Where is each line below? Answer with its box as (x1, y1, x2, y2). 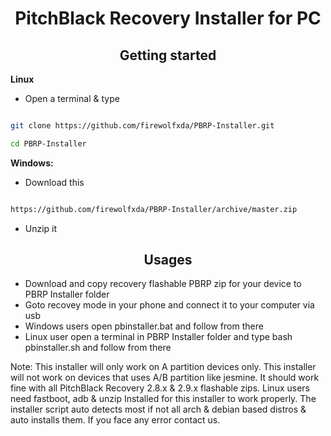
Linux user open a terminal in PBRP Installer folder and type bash (24, 331, 293, 343)
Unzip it (24, 222, 58, 234)
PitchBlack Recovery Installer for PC (14, 7, 322, 30)
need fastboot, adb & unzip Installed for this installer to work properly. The (10, 393, 317, 405)
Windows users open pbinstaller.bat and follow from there (24, 320, 264, 332)
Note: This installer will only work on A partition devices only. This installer (10, 361, 317, 373)
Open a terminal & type (24, 93, 120, 104)
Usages (143, 252, 193, 269)
